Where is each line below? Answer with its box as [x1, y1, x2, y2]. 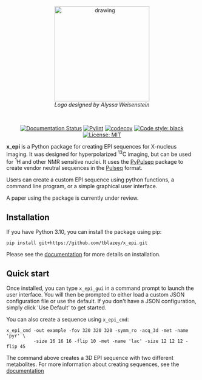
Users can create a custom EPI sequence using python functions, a [6, 176, 175, 183]
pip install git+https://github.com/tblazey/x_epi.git [6, 240, 148, 246]
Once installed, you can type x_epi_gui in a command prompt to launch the [6, 284, 194, 292]
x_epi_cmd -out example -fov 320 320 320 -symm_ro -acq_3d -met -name [6, 327, 189, 334]
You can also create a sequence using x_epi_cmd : [6, 315, 129, 323]
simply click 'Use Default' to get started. [6, 304, 107, 311]
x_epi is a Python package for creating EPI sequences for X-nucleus [6, 143, 177, 150]
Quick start [6, 268, 50, 279]
